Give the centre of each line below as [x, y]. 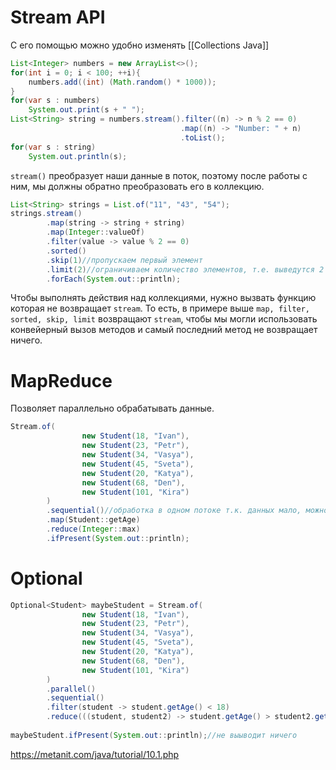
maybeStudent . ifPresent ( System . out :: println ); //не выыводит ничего [154, 735]
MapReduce [61, 380]
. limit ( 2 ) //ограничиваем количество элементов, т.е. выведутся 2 [185, 269]
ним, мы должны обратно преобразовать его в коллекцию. [137, 186]
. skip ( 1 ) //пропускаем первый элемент [124, 260]
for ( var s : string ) [53, 147]
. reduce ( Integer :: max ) [93, 529]
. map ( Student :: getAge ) [93, 520]
